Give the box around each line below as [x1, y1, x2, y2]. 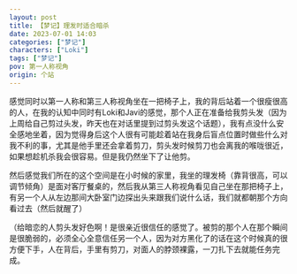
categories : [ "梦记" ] [9, 37, 87, 47]
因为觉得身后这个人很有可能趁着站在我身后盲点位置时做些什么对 [55, 129, 288, 140]
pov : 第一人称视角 [9, 63, 69, 72]
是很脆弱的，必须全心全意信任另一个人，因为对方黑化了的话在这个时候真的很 [9, 232, 288, 243]
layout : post [9, 12, 57, 22]
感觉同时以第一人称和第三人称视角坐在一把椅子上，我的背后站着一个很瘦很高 [9, 95, 288, 106]
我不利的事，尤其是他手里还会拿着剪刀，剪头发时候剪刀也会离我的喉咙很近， [9, 140, 288, 150]
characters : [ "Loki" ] [9, 46, 89, 55]
